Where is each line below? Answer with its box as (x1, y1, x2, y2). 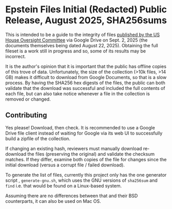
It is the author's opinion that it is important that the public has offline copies (5, 63, 167, 69)
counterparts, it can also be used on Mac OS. (5, 198, 101, 204)
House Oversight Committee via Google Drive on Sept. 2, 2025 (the (5, 37, 148, 43)
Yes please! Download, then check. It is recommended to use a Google (5, 124, 155, 130)
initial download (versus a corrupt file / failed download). (5, 162, 125, 168)
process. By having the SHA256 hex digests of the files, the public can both (5, 80, 165, 86)
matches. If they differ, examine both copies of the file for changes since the (5, 156, 167, 162)
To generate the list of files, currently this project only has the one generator (5, 172, 167, 178)
